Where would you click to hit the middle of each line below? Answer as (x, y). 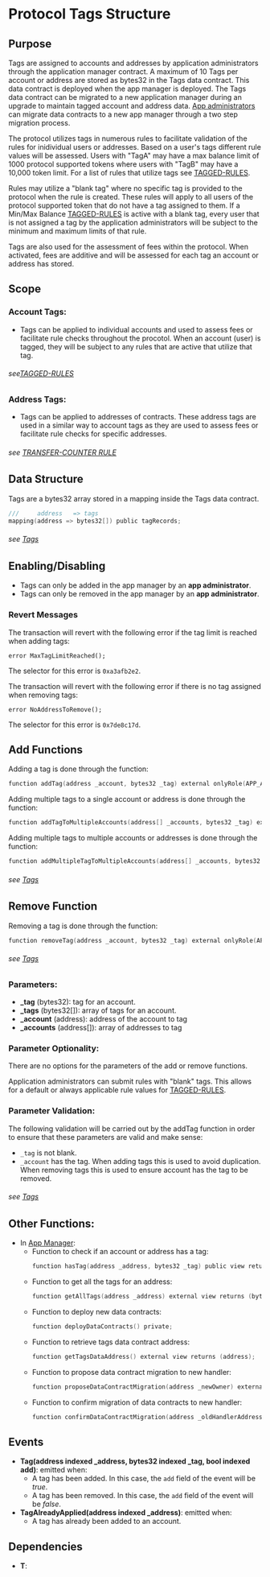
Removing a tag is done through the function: (83, 926)
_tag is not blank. (49, 1153)
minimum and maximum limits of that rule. (78, 231)
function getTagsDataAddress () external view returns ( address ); (143, 1356)
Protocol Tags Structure (90, 14)
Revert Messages (43, 615)
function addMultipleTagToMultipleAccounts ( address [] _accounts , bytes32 (135, 861)
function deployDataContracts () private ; (102, 1327)
